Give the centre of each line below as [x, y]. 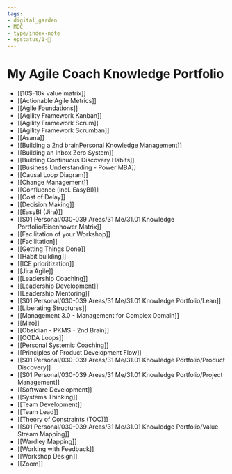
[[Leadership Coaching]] [52, 279]
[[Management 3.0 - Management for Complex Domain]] [98, 316]
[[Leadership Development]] [58, 286]
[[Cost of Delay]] [41, 197]
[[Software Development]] [55, 390]
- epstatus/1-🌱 [29, 40]
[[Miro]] [28, 323]
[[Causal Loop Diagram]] [52, 175]
